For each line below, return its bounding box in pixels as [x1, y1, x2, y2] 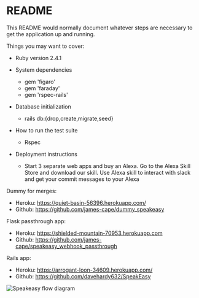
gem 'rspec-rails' [24, 91, 69, 98]
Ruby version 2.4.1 [15, 54, 62, 61]
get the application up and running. [6, 30, 95, 37]
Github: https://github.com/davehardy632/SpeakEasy [15, 272, 151, 280]
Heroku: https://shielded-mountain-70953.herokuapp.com [15, 229, 163, 237]
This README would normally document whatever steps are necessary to [6, 24, 193, 31]
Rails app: [6, 254, 31, 261]
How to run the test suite [15, 126, 78, 134]
